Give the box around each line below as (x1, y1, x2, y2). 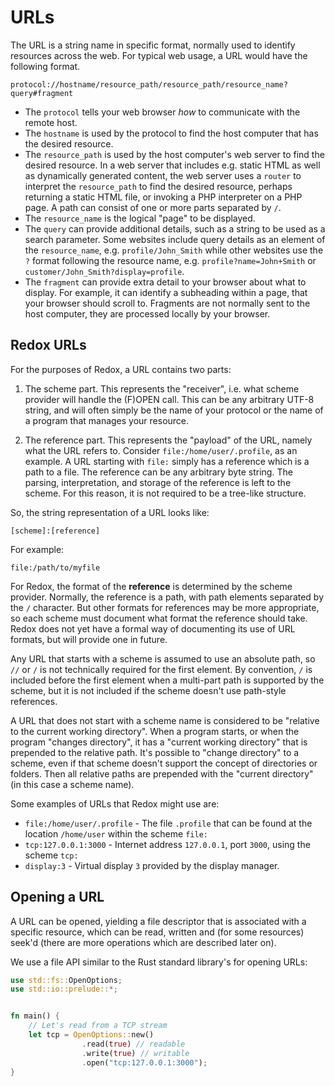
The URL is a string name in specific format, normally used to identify (10, 39, 296, 51)
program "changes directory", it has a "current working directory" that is (10, 736, 308, 748)
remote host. (24, 116, 78, 128)
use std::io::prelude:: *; (10, 984, 118, 995)
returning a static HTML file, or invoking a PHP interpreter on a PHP (24, 191, 303, 203)
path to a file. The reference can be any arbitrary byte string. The (24, 466, 293, 478)
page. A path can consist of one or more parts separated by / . (24, 201, 282, 213)
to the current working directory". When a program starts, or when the (10, 725, 300, 737)
